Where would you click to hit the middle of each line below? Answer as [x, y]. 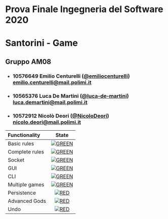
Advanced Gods [27, 201]
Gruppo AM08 [28, 62]
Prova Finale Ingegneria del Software [84, 9]
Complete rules [26, 151]
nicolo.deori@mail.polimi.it [47, 122]
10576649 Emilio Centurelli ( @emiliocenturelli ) [71, 76]
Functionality [24, 135]
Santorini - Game [42, 43]
